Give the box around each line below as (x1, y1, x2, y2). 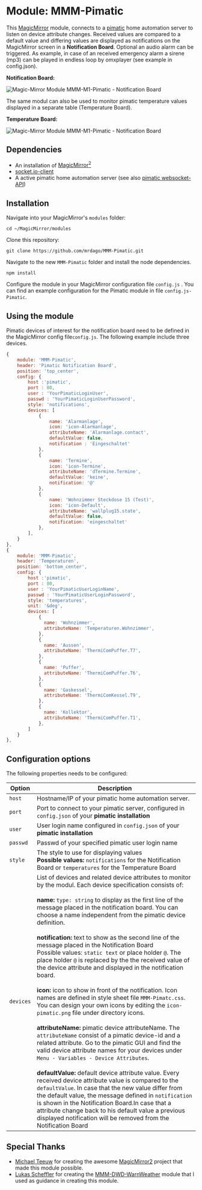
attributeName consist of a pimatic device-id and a (37, 1031, 180, 1040)
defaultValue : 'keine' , (49, 474, 109, 481)
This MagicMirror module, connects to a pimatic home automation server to (6, 24, 194, 31)
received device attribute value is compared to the (37, 1076, 179, 1085)
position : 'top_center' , (17, 368, 79, 374)
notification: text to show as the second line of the (37, 934, 180, 942)
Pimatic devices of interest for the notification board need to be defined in (6, 327, 189, 334)
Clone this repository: (6, 236, 60, 244)
